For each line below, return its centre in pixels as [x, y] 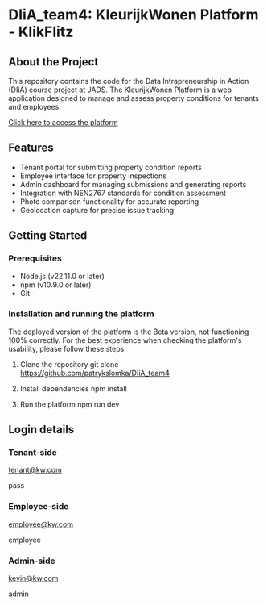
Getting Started [48, 236]
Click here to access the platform [63, 122]
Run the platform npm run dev [70, 404]
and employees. [35, 107]
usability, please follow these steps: [67, 348]
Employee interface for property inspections [93, 176]
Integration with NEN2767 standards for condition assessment [123, 193]
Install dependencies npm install [73, 388]
